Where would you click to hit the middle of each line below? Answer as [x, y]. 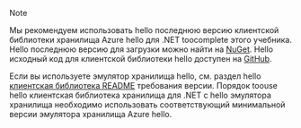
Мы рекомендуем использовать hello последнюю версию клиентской [144, 30]
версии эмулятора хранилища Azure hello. [91, 114]
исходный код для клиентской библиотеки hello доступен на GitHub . [141, 59]
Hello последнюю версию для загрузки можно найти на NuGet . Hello [142, 49]
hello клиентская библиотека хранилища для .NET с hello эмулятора [141, 95]
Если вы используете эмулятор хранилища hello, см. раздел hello [135, 76]
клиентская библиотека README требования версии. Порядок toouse [144, 85]
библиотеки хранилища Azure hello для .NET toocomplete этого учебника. [150, 40]
